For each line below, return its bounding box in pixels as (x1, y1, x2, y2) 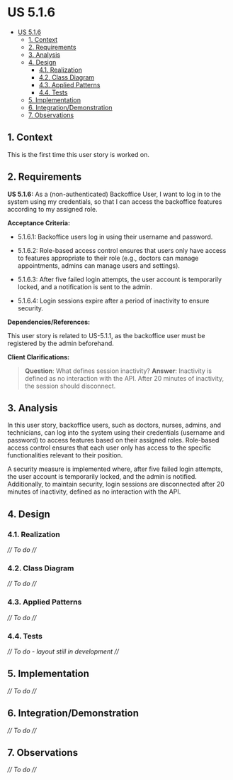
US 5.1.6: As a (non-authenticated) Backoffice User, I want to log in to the (7, 190, 222, 198)
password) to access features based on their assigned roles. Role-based (7, 436, 220, 445)
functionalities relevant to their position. (7, 451, 123, 460)
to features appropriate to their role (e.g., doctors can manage (17, 254, 199, 262)
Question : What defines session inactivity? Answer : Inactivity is (24, 367, 212, 375)
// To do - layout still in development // (7, 647, 119, 656)
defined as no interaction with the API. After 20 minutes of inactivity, (24, 374, 225, 382)
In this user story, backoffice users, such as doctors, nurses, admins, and (7, 421, 222, 430)
